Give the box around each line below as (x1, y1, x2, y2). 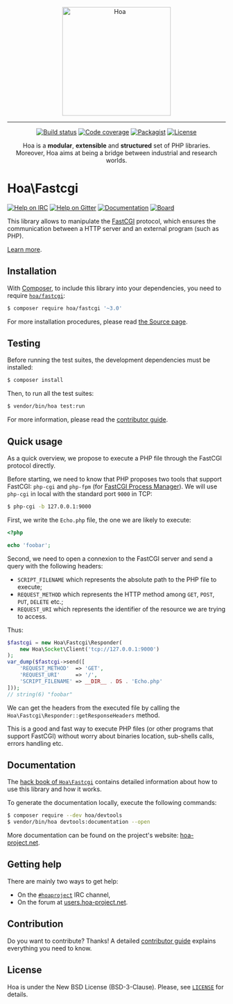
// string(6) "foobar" (7, 691, 73, 698)
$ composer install (7, 376, 64, 384)
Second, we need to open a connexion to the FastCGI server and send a (7, 554, 213, 563)
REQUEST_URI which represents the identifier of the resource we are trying (17, 605, 226, 613)
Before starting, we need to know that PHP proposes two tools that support (7, 475, 222, 483)
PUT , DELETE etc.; (17, 597, 64, 605)
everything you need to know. (7, 943, 92, 953)
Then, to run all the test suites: (7, 390, 94, 398)
